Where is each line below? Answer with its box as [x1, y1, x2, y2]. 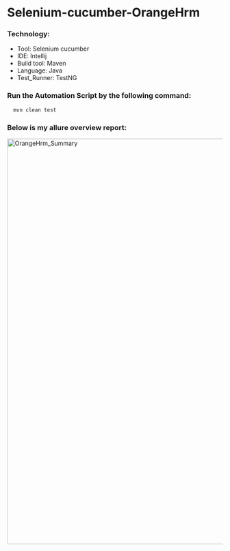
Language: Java [16, 66, 63, 75]
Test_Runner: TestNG [16, 74, 77, 82]
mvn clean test [13, 106, 57, 114]
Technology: [7, 29, 50, 39]
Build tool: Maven [16, 60, 66, 68]
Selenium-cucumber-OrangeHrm [7, 5, 201, 21]
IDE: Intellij [16, 52, 47, 60]
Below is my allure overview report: [7, 123, 127, 132]
